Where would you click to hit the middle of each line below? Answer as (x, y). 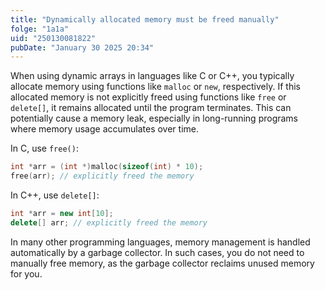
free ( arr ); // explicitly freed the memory (102, 176)
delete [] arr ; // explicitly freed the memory (109, 222)
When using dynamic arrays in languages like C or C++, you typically (152, 76)
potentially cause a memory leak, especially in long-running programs (154, 118)
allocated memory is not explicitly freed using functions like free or (148, 97)
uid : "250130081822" (53, 38)
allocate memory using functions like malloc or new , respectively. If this (155, 87)
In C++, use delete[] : (55, 195)
